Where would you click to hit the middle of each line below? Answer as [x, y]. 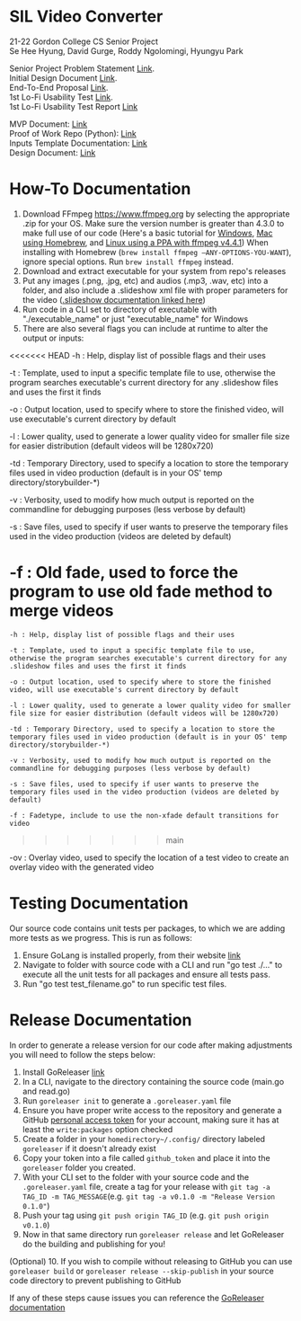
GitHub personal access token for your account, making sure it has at [150, 1120]
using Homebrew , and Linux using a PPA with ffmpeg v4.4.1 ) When [146, 242]
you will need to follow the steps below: [82, 1054]
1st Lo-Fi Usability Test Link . [62, 97]
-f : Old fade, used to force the [124, 573]
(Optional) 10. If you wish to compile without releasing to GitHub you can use [151, 1261]
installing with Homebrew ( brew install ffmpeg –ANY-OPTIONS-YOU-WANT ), [157, 252]
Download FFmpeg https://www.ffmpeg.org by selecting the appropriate [156, 214]
